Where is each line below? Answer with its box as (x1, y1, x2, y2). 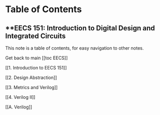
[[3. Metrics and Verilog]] (5, 85, 58, 90)
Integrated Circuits (5, 31, 66, 40)
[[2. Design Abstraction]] (5, 74, 57, 81)
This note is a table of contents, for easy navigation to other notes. (5, 45, 144, 51)
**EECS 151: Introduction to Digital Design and (5, 24, 155, 32)
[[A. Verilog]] (5, 104, 32, 110)
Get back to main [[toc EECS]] (5, 55, 68, 61)
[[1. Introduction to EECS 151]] (5, 65, 67, 70)
